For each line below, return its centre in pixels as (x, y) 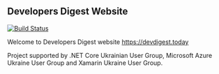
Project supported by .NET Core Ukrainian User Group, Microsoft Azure (110, 55)
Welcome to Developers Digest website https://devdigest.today (98, 42)
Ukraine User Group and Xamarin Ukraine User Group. (85, 63)
